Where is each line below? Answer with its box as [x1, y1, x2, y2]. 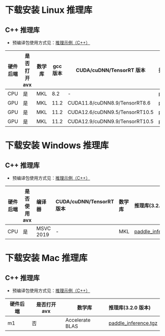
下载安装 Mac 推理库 [5, 253, 88, 264]
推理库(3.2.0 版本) [109, 304, 151, 311]
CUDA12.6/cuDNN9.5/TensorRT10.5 [67, 109, 154, 115]
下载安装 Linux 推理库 [5, 4, 92, 16]
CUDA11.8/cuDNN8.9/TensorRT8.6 [67, 100, 151, 106]
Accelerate [65, 317, 91, 323]
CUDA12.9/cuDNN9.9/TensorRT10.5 [67, 118, 154, 125]
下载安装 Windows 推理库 [5, 140, 109, 151]
